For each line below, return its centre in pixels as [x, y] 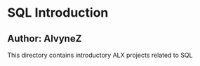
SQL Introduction [58, 13]
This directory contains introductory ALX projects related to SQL [100, 55]
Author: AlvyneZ [45, 39]
